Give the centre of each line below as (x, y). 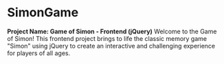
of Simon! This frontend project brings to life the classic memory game (107, 38)
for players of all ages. (39, 53)
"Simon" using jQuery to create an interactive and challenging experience (111, 46)
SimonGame (43, 13)
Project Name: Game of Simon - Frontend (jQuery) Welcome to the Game (112, 31)
